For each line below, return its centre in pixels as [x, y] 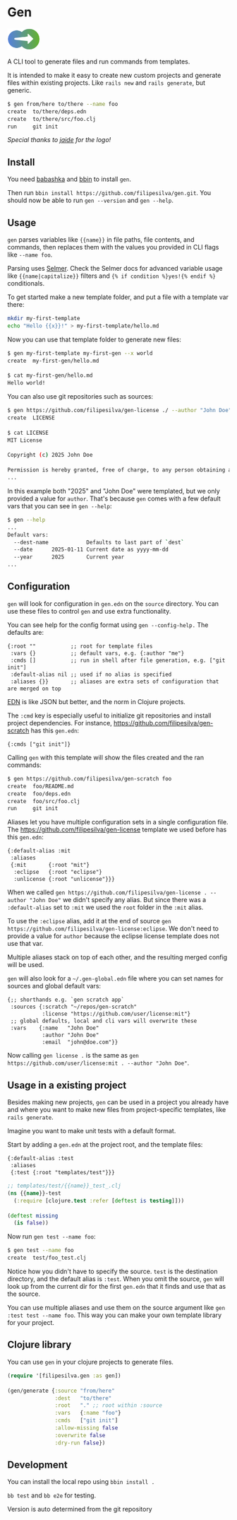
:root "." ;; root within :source [108, 1405]
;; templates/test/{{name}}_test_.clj [64, 1186]
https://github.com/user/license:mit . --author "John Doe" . [98, 1063]
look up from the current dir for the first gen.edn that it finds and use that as [117, 1287]
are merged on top [34, 689]
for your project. [31, 1323]
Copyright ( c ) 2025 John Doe [50, 455]
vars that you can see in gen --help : [60, 505]
